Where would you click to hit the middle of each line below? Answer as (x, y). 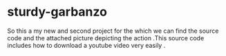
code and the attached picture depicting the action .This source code (106, 38)
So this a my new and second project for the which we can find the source (113, 31)
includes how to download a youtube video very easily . (86, 45)
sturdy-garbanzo (57, 12)
